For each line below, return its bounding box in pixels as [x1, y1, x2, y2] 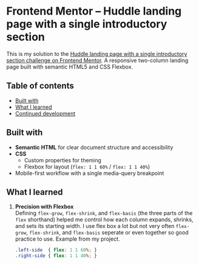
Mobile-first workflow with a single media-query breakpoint [15, 169, 164, 177]
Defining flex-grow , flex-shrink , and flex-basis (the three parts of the [15, 210, 193, 217]
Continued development [15, 109, 76, 117]
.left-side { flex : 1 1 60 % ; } [15, 247, 97, 253]
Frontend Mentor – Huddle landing [6, 4, 182, 18]
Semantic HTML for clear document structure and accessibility [15, 143, 174, 151]
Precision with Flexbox [15, 203, 74, 210]
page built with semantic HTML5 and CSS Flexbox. [6, 63, 133, 71]
